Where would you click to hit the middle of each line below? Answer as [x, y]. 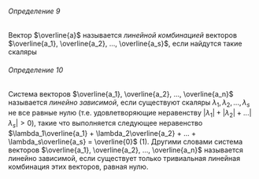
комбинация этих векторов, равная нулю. [78, 166]
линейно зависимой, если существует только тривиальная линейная [124, 158]
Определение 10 [36, 70]
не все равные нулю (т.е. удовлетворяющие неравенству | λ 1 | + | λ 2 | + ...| [130, 114]
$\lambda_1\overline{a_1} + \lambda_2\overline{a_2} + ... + [102, 133]
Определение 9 [34, 11]
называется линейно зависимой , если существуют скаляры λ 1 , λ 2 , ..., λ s [129, 104]
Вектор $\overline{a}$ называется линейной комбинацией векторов [123, 35]
